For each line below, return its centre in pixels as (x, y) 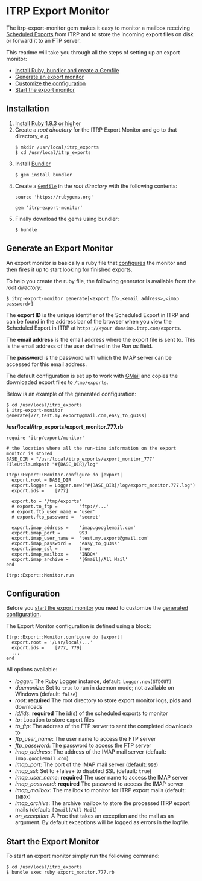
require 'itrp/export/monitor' (46, 438)
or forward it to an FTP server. (44, 40)
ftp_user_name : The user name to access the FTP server (85, 739)
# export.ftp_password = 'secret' (56, 517)
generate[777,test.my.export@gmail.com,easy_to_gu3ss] (77, 415)
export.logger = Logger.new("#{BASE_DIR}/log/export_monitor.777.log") (104, 485)
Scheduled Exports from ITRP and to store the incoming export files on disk (100, 34)
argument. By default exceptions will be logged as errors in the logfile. (102, 822)
